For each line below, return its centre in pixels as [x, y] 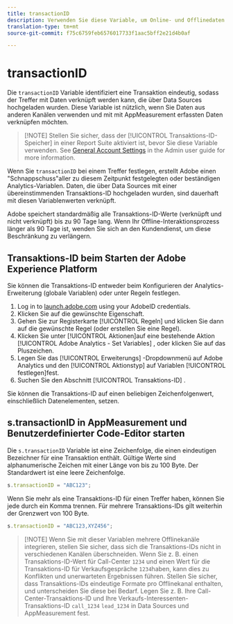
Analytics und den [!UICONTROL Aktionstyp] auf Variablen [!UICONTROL [121, 365]
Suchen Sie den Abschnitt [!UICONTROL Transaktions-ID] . [101, 380]
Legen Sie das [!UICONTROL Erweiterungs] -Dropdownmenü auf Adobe [120, 358]
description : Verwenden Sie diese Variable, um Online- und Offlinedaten [116, 20]
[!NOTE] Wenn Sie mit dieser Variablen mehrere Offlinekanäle [112, 539]
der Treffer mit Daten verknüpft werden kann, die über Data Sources [105, 100]
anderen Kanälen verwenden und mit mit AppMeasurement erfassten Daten [115, 115]
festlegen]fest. [38, 373]
